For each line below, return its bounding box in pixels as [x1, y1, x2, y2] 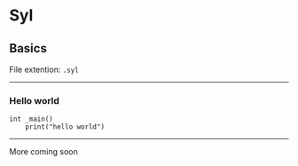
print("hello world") [25, 123, 105, 131]
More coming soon [9, 146, 78, 157]
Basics [9, 41, 47, 56]
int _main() [9, 115, 53, 124]
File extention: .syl [9, 64, 80, 75]
